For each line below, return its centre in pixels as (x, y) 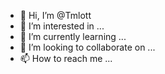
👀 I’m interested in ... (62, 26)
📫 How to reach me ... (66, 58)
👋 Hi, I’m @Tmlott (55, 15)
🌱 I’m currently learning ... (73, 36)
